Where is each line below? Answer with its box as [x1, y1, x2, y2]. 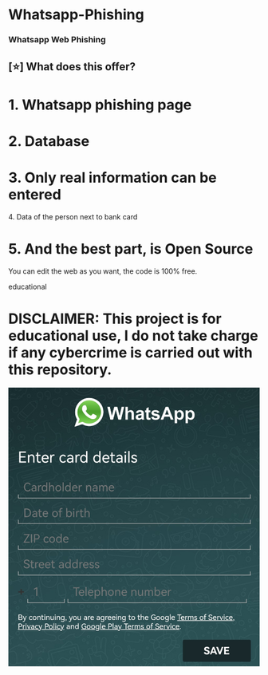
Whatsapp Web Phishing [8, 34, 106, 45]
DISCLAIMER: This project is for [8, 310, 222, 328]
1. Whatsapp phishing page [8, 96, 192, 113]
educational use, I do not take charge [8, 326, 258, 345]
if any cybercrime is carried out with [8, 343, 253, 361]
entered [8, 186, 61, 204]
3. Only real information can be [8, 169, 217, 187]
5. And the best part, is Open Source [8, 240, 254, 258]
